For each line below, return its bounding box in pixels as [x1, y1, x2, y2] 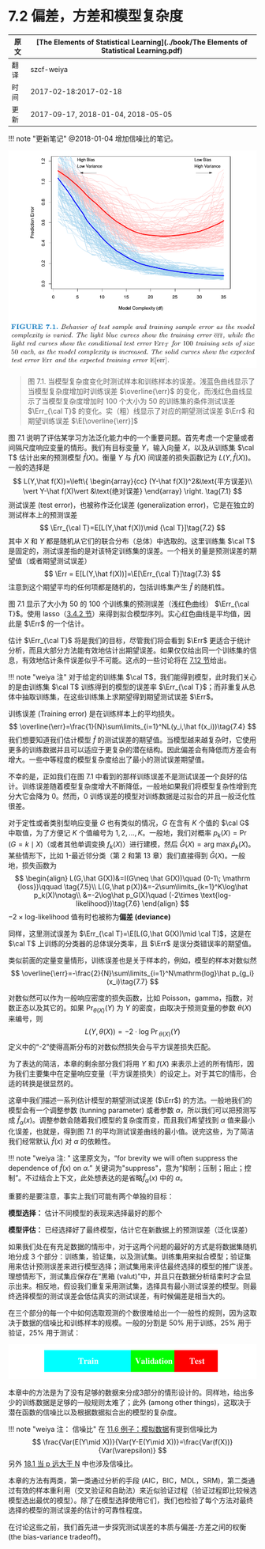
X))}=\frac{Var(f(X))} [166, 1437, 233, 1446]
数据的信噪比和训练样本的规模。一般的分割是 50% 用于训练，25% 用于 [21, 1318, 252, 1327]
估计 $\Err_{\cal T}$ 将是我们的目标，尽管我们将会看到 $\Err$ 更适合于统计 [8, 636, 251, 646]
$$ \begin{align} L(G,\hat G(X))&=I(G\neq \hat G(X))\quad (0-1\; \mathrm [14, 873, 251, 883]
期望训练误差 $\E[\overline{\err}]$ [27, 416, 138, 426]
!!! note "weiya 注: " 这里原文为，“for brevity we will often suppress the [8, 1153, 238, 1163]
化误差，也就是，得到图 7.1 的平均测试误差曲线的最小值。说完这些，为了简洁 [8, 1127, 255, 1136]
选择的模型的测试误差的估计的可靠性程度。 [8, 1505, 147, 1515]
